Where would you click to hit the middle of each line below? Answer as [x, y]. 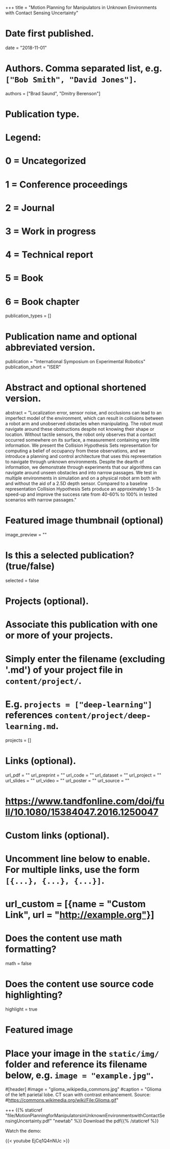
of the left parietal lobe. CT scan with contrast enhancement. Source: [78, 1095]
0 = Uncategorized [46, 161]
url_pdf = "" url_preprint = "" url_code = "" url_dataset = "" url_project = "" [83, 775]
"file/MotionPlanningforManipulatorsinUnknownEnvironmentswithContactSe [85, 1116]
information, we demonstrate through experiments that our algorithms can [83, 467]
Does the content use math [64, 938]
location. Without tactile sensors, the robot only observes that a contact [81, 434]
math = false [18, 964]
